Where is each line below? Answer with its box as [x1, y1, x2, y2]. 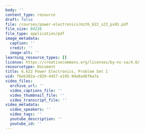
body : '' [5, 7, 24, 13]
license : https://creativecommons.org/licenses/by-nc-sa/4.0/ [5, 60, 140, 65]
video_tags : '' [10, 112, 42, 117]
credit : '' [10, 45, 33, 50]
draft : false [5, 17, 33, 22]
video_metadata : [5, 102, 40, 108]
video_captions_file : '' [10, 88, 63, 93]
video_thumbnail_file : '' [10, 93, 65, 98]
